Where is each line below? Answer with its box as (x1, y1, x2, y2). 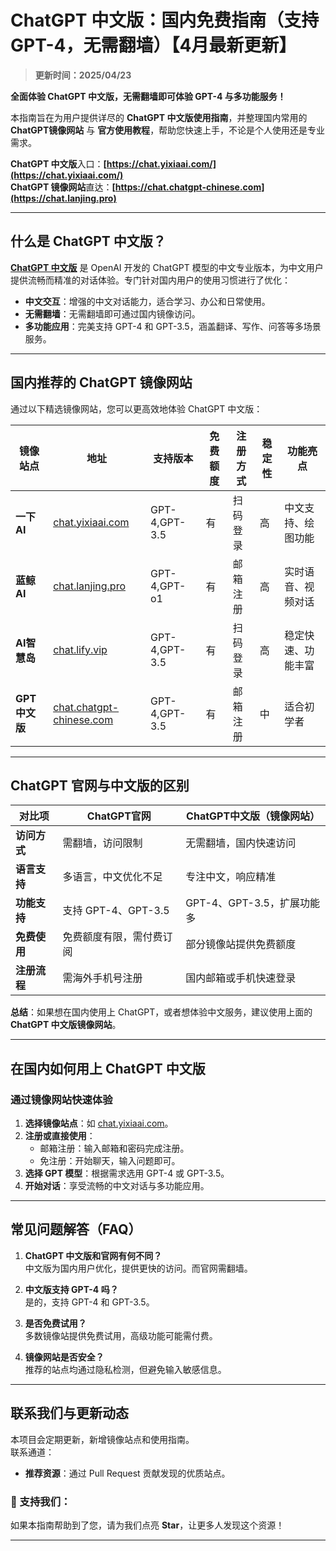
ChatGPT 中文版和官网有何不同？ (24, 1249, 163, 1261)
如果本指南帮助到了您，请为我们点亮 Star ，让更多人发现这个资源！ (10, 1519, 285, 1531)
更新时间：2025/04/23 (34, 69, 132, 81)
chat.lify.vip (53, 642, 108, 656)
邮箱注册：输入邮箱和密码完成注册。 (39, 1142, 190, 1155)
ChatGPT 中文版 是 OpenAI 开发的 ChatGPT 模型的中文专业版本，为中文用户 (10, 261, 324, 273)
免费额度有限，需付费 (62, 930, 163, 944)
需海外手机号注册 (62, 971, 143, 985)
